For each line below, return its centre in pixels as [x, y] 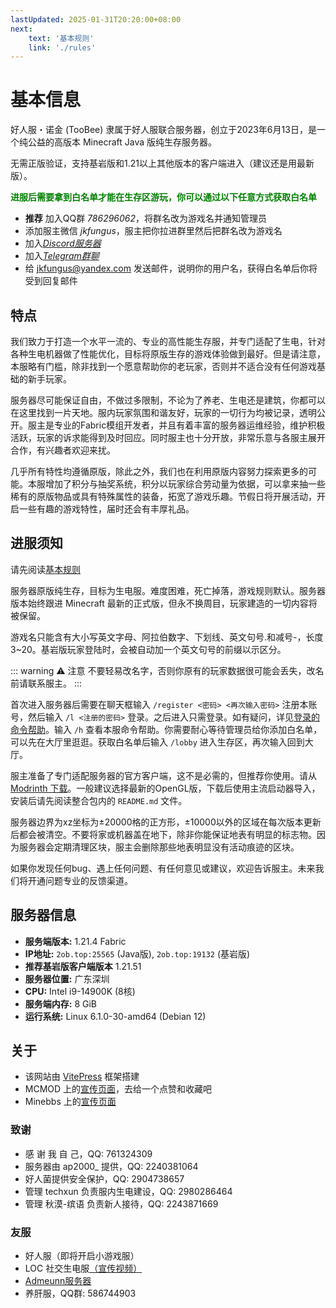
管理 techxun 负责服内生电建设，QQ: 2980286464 [128, 1191]
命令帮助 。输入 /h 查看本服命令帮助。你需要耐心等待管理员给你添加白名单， [166, 729]
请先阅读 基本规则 [45, 569]
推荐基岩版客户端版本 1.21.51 [83, 966]
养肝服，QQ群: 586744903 [80, 1293]
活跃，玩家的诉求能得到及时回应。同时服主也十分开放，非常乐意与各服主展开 [168, 437]
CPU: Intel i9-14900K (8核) [80, 991]
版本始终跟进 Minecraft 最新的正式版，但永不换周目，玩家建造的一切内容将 [164, 603]
